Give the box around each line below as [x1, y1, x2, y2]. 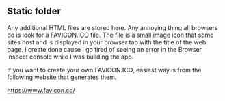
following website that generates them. [7, 73, 117, 81]
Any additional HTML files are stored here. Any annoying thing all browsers [7, 23, 218, 31]
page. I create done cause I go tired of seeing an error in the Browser [7, 45, 202, 53]
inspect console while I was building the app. [7, 53, 134, 61]
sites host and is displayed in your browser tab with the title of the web [7, 38, 207, 46]
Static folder [7, 5, 62, 17]
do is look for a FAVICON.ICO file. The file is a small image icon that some [7, 31, 214, 39]
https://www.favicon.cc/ [7, 86, 75, 94]
